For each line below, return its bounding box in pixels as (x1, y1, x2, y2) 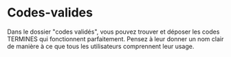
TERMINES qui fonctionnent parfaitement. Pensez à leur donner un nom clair (7, 34, 224, 43)
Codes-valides (7, 5, 93, 21)
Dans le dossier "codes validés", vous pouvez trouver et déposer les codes (7, 27, 220, 36)
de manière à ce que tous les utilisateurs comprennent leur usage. (7, 42, 195, 50)
